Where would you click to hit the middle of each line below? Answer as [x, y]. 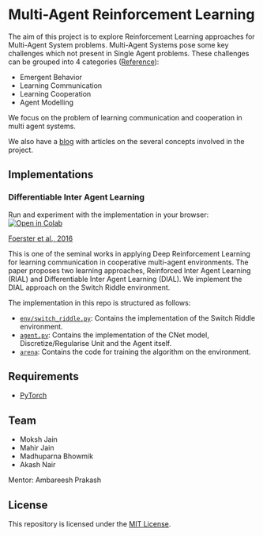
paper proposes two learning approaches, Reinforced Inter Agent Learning [130, 270]
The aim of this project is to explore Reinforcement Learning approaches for [131, 36]
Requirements [43, 376]
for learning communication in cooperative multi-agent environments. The [128, 262]
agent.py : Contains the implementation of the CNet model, [114, 335]
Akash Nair [38, 465]
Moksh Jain [38, 439]
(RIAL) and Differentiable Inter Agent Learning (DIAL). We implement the [125, 279]
